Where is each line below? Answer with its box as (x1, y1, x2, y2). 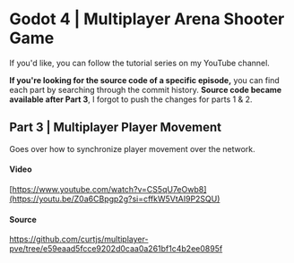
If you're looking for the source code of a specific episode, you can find (9, 74, 280, 85)
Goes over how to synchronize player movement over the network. (9, 143, 255, 154)
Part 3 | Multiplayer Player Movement (9, 120, 222, 135)
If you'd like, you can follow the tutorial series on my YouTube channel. (9, 57, 271, 68)
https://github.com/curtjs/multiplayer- (9, 233, 149, 245)
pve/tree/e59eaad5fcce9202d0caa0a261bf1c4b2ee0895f (9, 243, 223, 254)
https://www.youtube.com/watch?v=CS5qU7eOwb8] (12, 183, 207, 194)
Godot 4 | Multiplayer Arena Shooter (9, 9, 285, 30)
